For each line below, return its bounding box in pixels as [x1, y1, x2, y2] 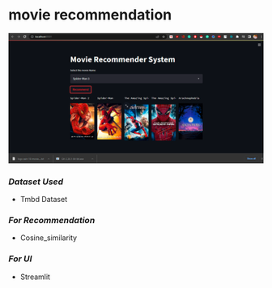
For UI [8, 253, 32, 264]
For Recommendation [8, 215, 96, 226]
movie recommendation [8, 6, 172, 24]
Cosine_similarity [19, 233, 78, 243]
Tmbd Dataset [19, 195, 67, 204]
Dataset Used [8, 176, 64, 187]
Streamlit [19, 272, 51, 282]
